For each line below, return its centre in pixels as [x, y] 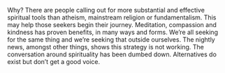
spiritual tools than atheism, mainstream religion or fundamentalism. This [112, 17]
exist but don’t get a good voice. [54, 62]
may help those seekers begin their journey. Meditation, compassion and [112, 25]
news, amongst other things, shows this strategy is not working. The [106, 47]
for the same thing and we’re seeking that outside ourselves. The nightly [111, 40]
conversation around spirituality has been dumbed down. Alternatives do [112, 54]
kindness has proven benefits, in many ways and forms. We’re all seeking [113, 32]
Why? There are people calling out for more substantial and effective [106, 10]
